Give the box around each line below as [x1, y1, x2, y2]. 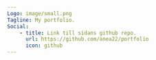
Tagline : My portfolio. [7, 17, 76, 23]
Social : [7, 23, 30, 30]
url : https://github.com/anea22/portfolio [25, 36, 149, 43]
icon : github [25, 42, 63, 49]
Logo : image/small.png [7, 10, 72, 17]
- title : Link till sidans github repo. [19, 29, 137, 37]
